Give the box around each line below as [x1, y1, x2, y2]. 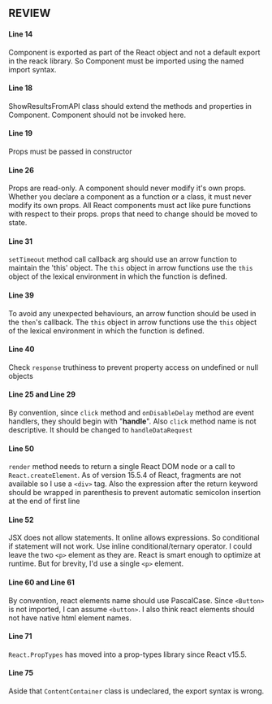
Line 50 [8, 443, 35, 454]
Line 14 [8, 28, 33, 39]
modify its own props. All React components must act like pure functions [8, 201, 252, 211]
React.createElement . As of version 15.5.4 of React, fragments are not [8, 471, 241, 480]
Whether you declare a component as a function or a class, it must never [8, 192, 252, 202]
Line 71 [8, 632, 32, 641]
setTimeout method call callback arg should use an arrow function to [8, 254, 237, 264]
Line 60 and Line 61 [8, 577, 76, 588]
